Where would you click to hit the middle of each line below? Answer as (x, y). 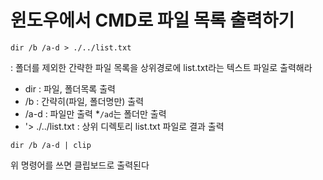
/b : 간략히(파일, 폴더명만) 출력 (84, 101)
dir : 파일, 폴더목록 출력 (70, 88)
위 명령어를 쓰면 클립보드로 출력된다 (80, 165)
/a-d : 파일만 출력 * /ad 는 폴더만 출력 (95, 113)
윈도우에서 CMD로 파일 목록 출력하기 (152, 20)
